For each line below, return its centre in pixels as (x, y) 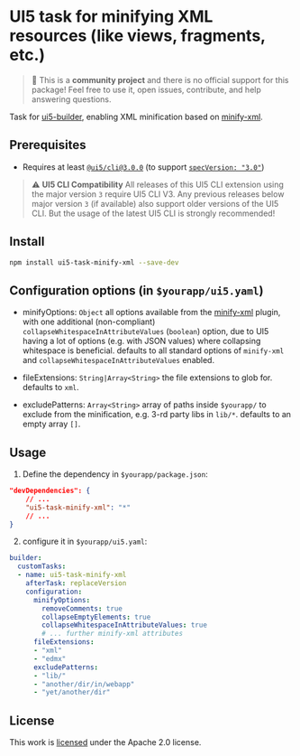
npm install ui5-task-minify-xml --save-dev (94, 262)
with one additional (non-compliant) (89, 322)
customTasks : (42, 566)
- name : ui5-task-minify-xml (72, 575)
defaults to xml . (50, 387)
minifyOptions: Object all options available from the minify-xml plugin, (151, 313)
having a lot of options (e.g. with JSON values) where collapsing (141, 341)
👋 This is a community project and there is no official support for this (160, 79)
